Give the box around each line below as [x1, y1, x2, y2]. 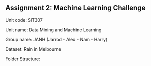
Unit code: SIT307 [5, 17, 43, 23]
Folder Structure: [5, 56, 40, 62]
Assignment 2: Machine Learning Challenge [5, 4, 146, 12]
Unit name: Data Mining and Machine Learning [5, 27, 102, 33]
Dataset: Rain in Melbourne [5, 46, 61, 52]
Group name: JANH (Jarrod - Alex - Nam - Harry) [5, 36, 108, 42]
